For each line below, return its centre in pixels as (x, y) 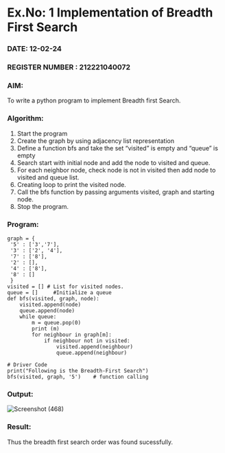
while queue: (38, 317)
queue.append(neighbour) (92, 353)
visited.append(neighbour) (95, 346)
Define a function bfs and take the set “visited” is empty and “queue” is (117, 148)
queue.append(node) (47, 311)
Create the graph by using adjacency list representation (96, 141)
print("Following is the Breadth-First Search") (78, 371)
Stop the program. (43, 206)
